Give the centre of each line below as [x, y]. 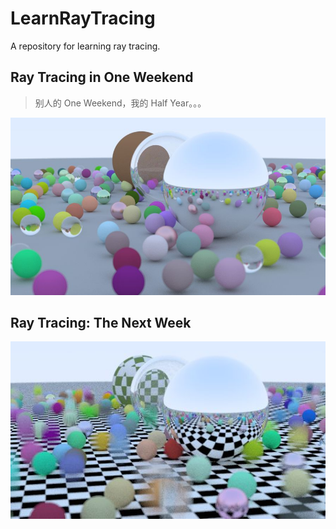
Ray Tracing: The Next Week [101, 322]
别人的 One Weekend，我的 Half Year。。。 [120, 103]
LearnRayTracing [83, 18]
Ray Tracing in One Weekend [102, 77]
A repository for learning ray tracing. [85, 46]
